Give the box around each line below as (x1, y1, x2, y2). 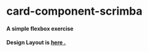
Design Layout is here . (6, 39, 66, 46)
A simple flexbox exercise (6, 24, 74, 32)
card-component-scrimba (6, 4, 142, 18)
